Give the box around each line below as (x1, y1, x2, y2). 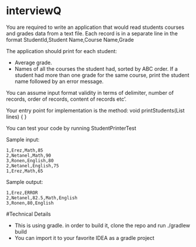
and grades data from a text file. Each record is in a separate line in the (6, 29, 178, 37)
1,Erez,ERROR (6, 190, 38, 196)
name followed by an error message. (14, 78, 104, 85)
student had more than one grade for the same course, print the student (14, 71, 190, 78)
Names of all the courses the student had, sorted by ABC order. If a (14, 65, 178, 72)
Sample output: (6, 178, 43, 185)
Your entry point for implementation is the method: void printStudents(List (6, 107, 185, 114)
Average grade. (14, 59, 52, 66)
